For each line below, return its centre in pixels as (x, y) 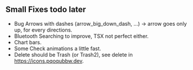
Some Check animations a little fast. (57, 48)
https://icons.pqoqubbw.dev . (49, 61)
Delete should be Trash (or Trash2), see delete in (73, 54)
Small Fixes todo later (46, 10)
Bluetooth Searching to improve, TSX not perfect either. (81, 36)
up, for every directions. (43, 30)
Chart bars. (28, 42)
